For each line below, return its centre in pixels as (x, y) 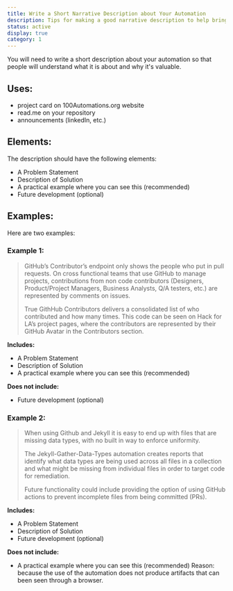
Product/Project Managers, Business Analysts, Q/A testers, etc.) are (121, 288)
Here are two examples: (41, 233)
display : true (28, 33)
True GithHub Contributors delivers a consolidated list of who (112, 309)
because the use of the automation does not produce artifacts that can (118, 573)
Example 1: (26, 251)
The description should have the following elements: (82, 159)
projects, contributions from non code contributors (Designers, (114, 281)
